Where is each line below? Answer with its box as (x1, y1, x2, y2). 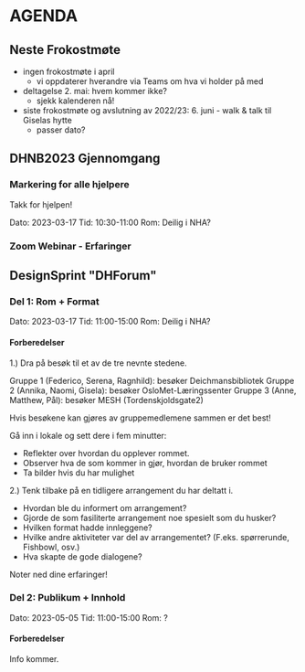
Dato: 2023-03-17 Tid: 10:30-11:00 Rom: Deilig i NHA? (9, 217, 212, 228)
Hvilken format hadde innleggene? (22, 522, 152, 533)
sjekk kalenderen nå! (36, 95, 115, 106)
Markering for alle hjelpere (9, 178, 130, 191)
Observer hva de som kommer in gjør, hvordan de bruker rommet (22, 457, 268, 468)
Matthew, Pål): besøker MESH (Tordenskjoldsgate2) (9, 394, 204, 405)
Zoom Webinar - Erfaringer (9, 240, 131, 252)
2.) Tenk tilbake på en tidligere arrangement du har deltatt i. (9, 485, 234, 496)
